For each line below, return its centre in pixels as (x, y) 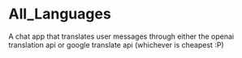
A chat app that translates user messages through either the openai (121, 36)
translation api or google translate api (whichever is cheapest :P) (117, 44)
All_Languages (60, 14)
